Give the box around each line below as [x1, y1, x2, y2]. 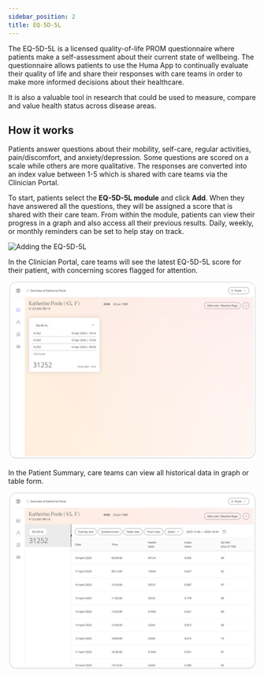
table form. [8, 476, 44, 485]
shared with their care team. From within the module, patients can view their [8, 210, 255, 220]
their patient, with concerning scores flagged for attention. [8, 266, 199, 275]
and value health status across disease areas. [8, 101, 157, 110]
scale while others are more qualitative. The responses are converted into [8, 162, 247, 171]
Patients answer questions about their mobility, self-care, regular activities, [8, 144, 251, 154]
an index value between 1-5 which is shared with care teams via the [8, 169, 229, 179]
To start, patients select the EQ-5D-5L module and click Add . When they [8, 193, 245, 203]
